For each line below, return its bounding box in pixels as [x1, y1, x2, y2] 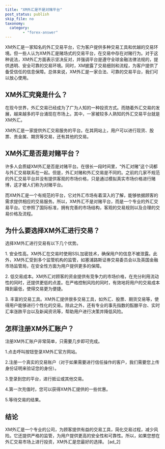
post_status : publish [5, 12, 50, 17]
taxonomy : [5, 21, 26, 26]
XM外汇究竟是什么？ [5, 90, 68, 99]
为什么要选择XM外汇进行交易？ [5, 227, 100, 235]
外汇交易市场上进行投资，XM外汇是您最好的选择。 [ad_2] [5, 439, 121, 445]
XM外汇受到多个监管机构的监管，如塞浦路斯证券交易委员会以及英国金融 [13, 257, 159, 263]
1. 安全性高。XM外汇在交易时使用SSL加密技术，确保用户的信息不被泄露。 [5, 251, 153, 257]
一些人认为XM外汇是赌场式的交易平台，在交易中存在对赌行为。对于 [18, 50, 154, 56]
